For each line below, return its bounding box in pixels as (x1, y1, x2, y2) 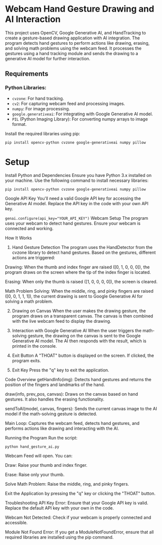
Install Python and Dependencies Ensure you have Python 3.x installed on (5, 173, 152, 178)
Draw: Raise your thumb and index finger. (5, 462, 88, 468)
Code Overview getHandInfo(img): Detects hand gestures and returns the (5, 377, 151, 383)
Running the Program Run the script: (5, 435, 78, 441)
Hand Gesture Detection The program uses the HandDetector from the (12, 245, 153, 250)
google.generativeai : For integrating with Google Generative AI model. (12, 111, 153, 117)
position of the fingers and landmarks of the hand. (5, 382, 105, 387)
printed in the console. (12, 343, 57, 349)
